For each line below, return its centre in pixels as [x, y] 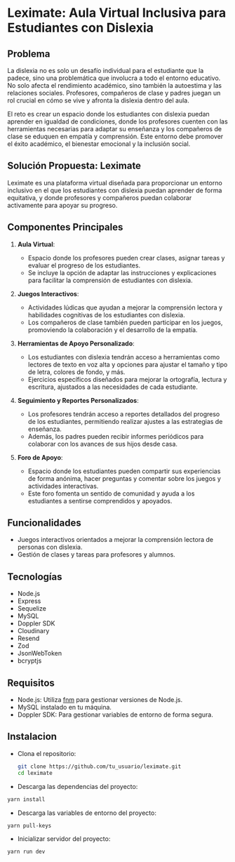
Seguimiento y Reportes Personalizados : [78, 400]
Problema [29, 54]
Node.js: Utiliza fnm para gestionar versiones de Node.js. [100, 700]
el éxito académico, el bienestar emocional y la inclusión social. [99, 144]
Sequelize [32, 609]
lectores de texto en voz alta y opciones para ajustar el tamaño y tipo [128, 364]
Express [29, 601]
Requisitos [31, 683]
